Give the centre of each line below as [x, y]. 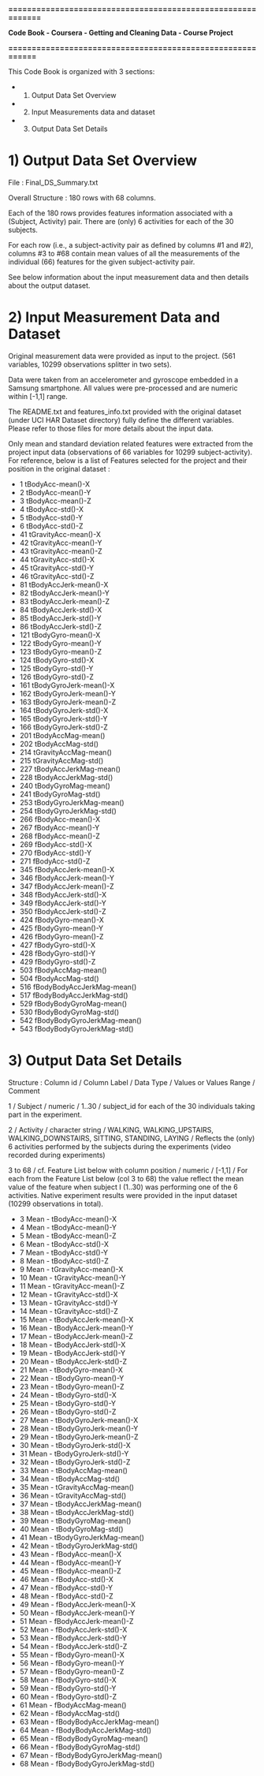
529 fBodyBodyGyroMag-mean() [73, 1003]
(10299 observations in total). [56, 1203]
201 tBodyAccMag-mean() [62, 735]
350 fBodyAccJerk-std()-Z [63, 911]
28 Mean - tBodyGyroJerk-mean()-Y [79, 1428]
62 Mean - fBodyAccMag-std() [70, 1713]
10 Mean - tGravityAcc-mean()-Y [73, 1278]
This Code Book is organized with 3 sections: [82, 71]
